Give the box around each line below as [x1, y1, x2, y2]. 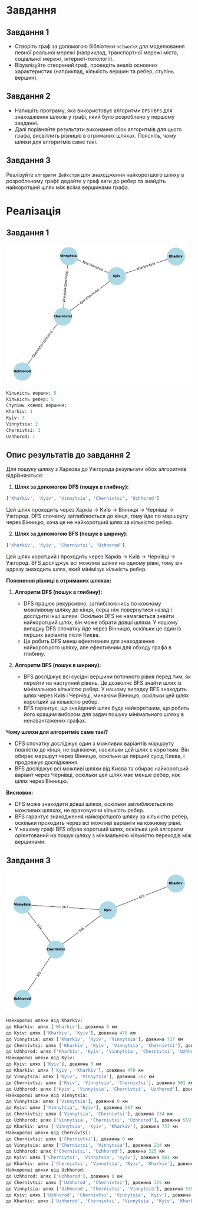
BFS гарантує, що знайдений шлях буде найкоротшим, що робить [23, 704, 190, 712]
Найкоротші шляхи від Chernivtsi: [6, 1130, 91, 1136]
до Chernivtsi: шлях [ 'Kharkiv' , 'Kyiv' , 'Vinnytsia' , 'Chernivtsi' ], [6, 1042, 183, 1049]
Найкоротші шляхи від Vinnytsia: [6, 1092, 88, 1098]
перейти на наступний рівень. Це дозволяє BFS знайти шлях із [23, 679, 181, 687]
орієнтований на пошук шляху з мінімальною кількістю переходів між [14, 832, 192, 839]
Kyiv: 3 [6, 415, 25, 421]
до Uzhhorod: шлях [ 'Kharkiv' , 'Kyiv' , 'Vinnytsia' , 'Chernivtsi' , [6, 1049, 176, 1055]
